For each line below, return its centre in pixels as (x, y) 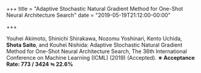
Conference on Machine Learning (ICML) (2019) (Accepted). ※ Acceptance (100, 58)
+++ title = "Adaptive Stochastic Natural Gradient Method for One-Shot (95, 9)
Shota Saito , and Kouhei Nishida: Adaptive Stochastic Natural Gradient (94, 45)
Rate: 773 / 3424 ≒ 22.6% (40, 64)
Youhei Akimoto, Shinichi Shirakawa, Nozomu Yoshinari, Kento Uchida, (94, 38)
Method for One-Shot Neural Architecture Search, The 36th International (97, 51)
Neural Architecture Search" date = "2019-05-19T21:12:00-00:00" (88, 15)
